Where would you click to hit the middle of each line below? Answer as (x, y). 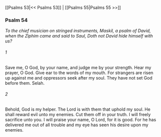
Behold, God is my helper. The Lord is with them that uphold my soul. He (78, 109)
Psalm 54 (16, 20)
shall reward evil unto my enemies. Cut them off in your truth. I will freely (78, 114)
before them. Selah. (25, 83)
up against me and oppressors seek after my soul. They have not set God (79, 78)
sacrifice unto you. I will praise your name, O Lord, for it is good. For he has (80, 119)
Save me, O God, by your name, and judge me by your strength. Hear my (78, 67)
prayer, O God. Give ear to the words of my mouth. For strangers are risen (79, 73)
